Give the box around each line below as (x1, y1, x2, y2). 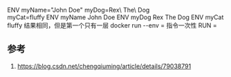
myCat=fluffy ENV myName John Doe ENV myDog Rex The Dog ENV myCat (7, 13, 224, 21)
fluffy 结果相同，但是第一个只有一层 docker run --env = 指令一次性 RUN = (7, 21, 218, 30)
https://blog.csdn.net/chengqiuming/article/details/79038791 (17, 62, 192, 70)
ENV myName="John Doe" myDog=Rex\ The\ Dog (7, 6, 150, 14)
